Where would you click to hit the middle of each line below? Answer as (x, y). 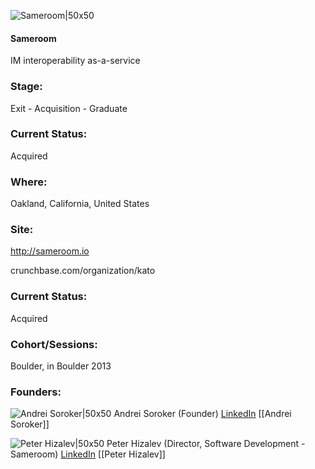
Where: (29, 182)
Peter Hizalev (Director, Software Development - (206, 444)
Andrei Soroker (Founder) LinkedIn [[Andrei (202, 414)
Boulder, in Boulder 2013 (61, 366)
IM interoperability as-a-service (75, 61)
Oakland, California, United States (80, 204)
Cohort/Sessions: (54, 344)
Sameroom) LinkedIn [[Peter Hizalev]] (88, 454)
